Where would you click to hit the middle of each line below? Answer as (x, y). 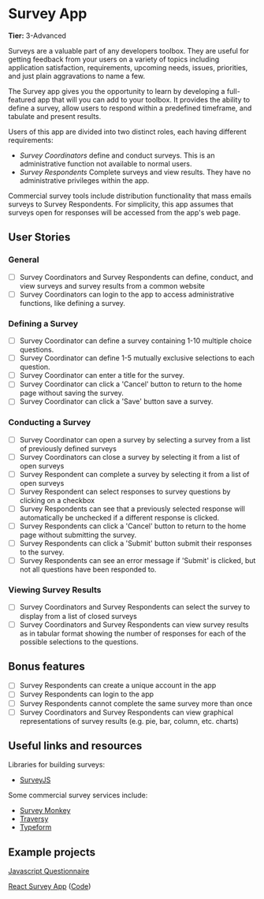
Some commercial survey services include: (78, 795)
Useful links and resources (75, 746)
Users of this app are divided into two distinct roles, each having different (127, 132)
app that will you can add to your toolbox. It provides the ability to (144, 99)
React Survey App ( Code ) (50, 886)
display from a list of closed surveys (78, 616)
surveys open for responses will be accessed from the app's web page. (125, 212)
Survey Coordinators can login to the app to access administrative (127, 294)
